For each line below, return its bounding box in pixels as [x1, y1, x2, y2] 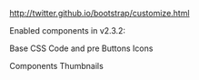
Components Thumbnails [9, 61, 104, 71]
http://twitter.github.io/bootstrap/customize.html [9, 8, 190, 18]
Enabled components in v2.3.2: [9, 25, 125, 35]
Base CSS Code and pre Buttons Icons [9, 43, 154, 54]
